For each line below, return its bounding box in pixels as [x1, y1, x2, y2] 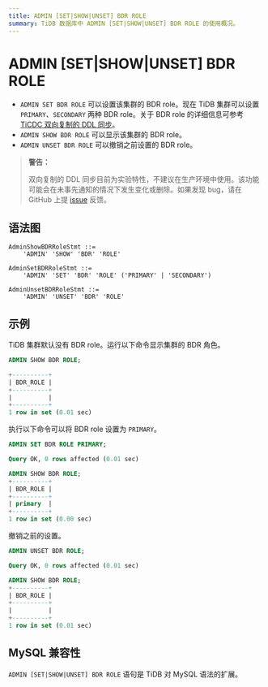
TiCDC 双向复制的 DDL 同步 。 [19, 119, 120, 130]
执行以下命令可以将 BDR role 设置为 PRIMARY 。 [8, 424, 162, 434]
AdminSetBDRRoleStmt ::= [8, 265, 92, 273]
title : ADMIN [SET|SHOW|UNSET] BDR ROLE [8, 11, 147, 20]
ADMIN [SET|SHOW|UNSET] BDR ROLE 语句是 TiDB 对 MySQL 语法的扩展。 [8, 669, 243, 679]
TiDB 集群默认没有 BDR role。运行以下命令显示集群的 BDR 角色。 [8, 340, 225, 350]
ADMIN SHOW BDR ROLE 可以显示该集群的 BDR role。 [19, 130, 186, 140]
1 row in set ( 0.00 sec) [8, 515, 92, 524]
